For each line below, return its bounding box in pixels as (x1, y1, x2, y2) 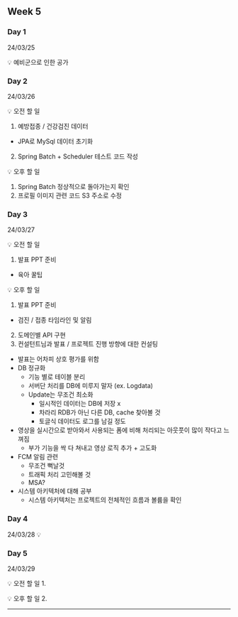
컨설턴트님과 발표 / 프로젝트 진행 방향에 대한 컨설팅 (17, 340, 158, 348)
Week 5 (7, 6, 41, 18)
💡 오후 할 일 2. (7, 594, 47, 603)
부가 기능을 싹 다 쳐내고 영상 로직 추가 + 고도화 (28, 444, 157, 452)
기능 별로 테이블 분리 (28, 372, 86, 381)
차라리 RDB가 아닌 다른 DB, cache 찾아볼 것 (38, 408, 161, 417)
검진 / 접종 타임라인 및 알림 (17, 316, 92, 324)
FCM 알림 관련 (17, 453, 59, 461)
